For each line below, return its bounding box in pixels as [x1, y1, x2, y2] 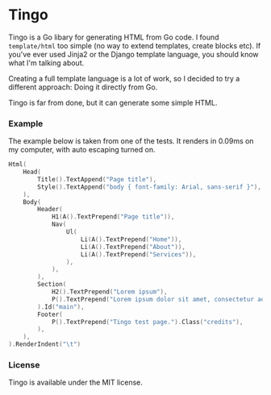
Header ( [37, 206, 63, 214]
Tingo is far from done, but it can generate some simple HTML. [8, 98, 218, 107]
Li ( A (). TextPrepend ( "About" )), [80, 243, 186, 251]
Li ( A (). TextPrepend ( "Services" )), [80, 250, 197, 259]
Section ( [37, 281, 67, 289]
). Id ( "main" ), [37, 302, 85, 311]
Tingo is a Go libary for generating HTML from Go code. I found [8, 32, 219, 42]
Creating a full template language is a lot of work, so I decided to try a [8, 73, 240, 83]
